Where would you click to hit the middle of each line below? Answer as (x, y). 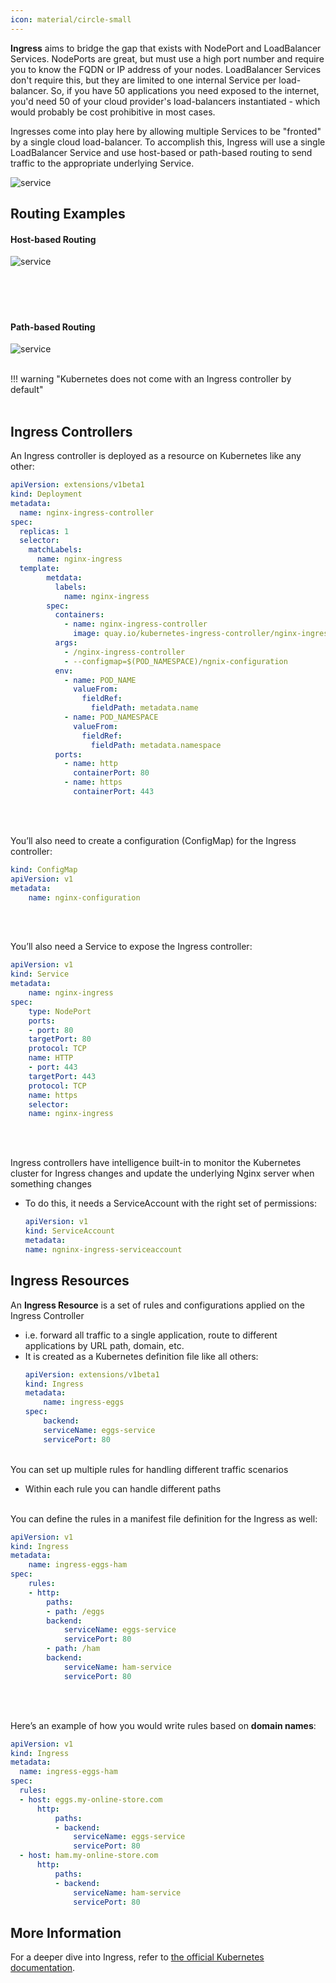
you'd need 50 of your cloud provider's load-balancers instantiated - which (165, 101)
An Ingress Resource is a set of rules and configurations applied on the (157, 1305)
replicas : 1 (44, 531)
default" (27, 390)
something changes (51, 1184)
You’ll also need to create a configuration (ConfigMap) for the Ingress (153, 840)
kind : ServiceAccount (69, 1231)
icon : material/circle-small (71, 19)
